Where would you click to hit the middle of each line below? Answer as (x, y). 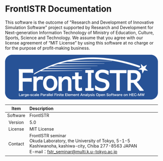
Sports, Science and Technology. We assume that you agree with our (74, 38)
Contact (16, 144)
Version (16, 122)
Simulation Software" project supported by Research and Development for (79, 27)
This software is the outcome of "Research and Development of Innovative (80, 22)
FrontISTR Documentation (58, 9)
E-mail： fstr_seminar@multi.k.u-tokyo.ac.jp (73, 152)
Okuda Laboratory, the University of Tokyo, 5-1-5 (80, 141)
